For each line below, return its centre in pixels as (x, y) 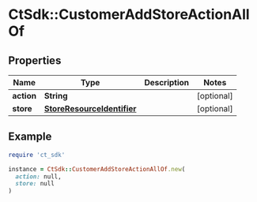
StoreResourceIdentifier (90, 108)
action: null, (38, 176)
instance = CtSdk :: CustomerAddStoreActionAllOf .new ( (97, 169)
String (56, 96)
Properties (35, 60)
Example (30, 137)
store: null (35, 184)
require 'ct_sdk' (37, 155)
